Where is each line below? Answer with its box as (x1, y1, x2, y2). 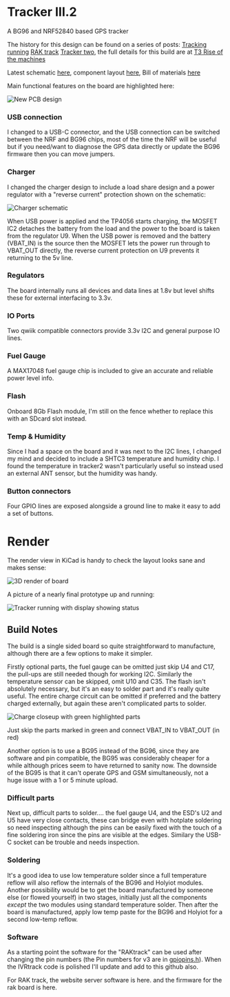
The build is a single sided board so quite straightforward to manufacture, (7, 642, 216, 650)
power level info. (7, 374, 54, 383)
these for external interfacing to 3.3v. (7, 294, 112, 302)
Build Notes (7, 623, 59, 635)
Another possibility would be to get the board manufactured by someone (7, 885, 213, 894)
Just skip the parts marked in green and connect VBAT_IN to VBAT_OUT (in (7, 726, 220, 734)
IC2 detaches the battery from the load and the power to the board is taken (7, 224, 220, 232)
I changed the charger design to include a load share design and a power (7, 183, 215, 191)
